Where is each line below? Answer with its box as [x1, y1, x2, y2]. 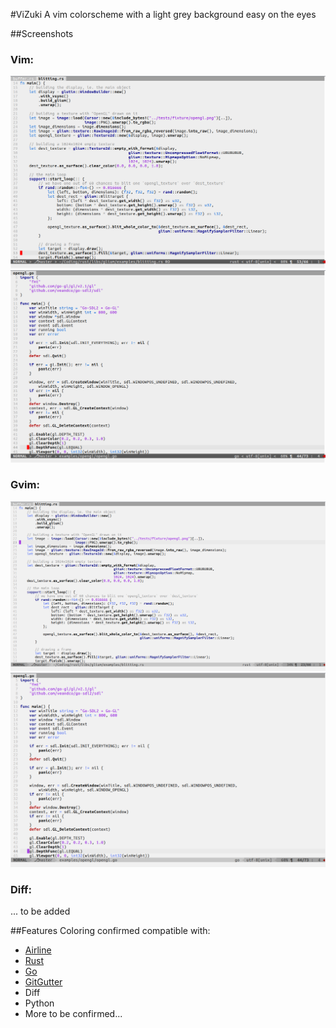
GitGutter [24, 976, 63, 988]
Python [24, 997, 55, 1009]
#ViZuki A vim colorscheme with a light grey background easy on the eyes [10, 9, 317, 20]
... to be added [10, 905, 71, 918]
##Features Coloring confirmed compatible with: [10, 925, 211, 937]
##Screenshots [10, 28, 74, 39]
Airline [24, 944, 52, 956]
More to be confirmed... [24, 1008, 123, 1020]
